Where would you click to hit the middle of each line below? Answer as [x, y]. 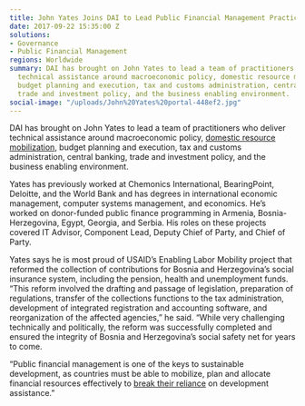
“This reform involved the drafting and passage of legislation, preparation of [152, 289]
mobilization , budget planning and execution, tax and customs [126, 147]
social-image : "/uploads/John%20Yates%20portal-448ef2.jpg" [126, 102]
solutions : [30, 35]
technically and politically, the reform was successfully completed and [141, 327]
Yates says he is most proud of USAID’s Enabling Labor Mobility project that [151, 260]
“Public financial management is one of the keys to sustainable [127, 364]
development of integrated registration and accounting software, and [138, 308]
